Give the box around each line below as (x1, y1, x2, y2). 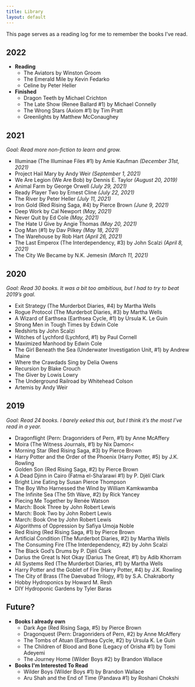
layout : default (6, 14, 46, 20)
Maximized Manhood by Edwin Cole (14, 340, 102, 347)
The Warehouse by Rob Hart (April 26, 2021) (14, 233, 123, 240)
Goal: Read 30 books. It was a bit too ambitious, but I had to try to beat (6, 284, 180, 291)
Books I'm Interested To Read (14, 662, 88, 669)
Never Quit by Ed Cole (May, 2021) (14, 214, 99, 222)
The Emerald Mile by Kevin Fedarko (23, 76, 110, 83)
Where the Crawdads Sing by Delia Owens (14, 359, 118, 366)
